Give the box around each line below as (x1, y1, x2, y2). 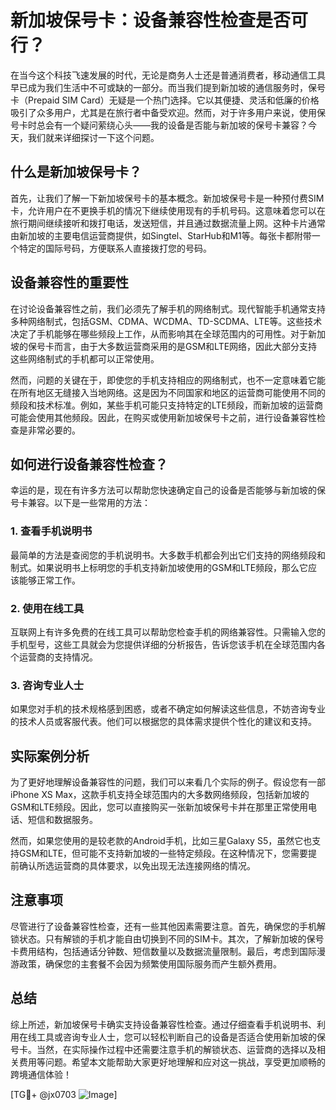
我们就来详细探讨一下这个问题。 (27, 131, 160, 143)
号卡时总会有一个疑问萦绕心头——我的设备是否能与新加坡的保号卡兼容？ (10, 119, 308, 131)
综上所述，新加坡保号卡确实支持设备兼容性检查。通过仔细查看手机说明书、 (10, 1018, 317, 1030)
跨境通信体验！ (10, 1068, 72, 1080)
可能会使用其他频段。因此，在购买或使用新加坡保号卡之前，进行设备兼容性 (10, 411, 317, 423)
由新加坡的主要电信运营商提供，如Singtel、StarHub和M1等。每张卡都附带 (10, 229, 312, 241)
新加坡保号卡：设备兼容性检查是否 (10, 9, 292, 32)
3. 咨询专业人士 (10, 678, 85, 692)
